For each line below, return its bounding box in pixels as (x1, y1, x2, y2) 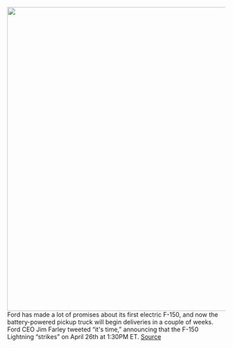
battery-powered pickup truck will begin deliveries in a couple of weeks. (7, 318, 214, 326)
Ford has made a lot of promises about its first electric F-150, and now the (7, 310, 218, 319)
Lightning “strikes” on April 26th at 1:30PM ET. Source (7, 333, 162, 340)
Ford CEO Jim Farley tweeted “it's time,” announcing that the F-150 (7, 325, 199, 333)
